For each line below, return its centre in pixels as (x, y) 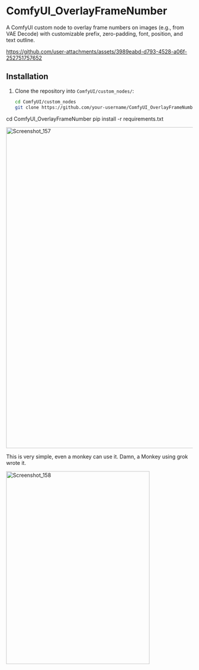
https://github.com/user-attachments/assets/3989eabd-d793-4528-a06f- (97, 51)
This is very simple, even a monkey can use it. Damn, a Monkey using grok (97, 457)
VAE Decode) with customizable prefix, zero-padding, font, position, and (94, 33)
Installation (27, 76)
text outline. (21, 40)
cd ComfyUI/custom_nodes (45, 102)
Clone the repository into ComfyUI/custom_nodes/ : (74, 91)
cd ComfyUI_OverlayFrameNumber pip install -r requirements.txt (85, 119)
